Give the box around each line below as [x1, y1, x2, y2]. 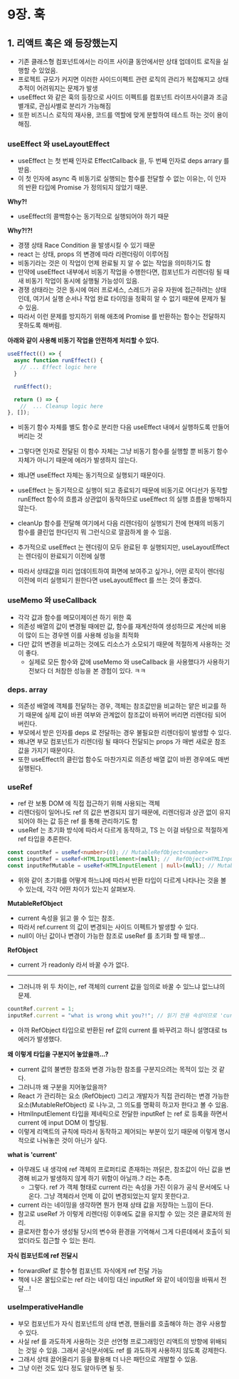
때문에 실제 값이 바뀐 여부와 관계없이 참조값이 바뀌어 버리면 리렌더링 [25, 710, 213, 719]
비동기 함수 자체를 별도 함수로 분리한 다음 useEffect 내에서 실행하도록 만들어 [17, 423, 230, 431]
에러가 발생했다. [17, 1035, 62, 1043]
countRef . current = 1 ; [7, 1005, 75, 1013]
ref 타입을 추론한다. [17, 835, 73, 843]
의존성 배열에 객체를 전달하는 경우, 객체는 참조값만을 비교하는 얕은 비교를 [17, 702, 219, 710]
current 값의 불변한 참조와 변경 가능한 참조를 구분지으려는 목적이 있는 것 [17, 1064, 218, 1073]
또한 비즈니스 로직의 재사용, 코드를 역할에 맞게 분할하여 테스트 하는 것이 [17, 111, 216, 119]
